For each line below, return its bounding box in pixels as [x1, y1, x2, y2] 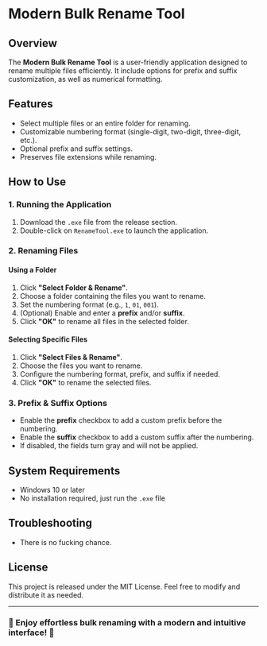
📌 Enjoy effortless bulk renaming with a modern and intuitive [8, 617, 246, 629]
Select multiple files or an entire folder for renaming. [19, 118, 191, 128]
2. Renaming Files [8, 246, 79, 257]
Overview [8, 37, 58, 50]
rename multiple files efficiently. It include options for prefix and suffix [8, 66, 238, 75]
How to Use [8, 176, 67, 189]
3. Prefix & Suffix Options [8, 397, 107, 408]
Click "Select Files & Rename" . [19, 352, 123, 362]
